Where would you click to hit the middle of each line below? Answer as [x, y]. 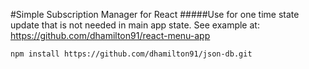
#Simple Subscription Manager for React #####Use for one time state [155, 14]
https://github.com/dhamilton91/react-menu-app [110, 35]
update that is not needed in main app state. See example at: [135, 25]
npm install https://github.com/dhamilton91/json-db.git [131, 54]
